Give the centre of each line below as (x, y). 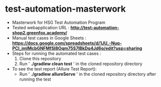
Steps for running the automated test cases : (56, 53)
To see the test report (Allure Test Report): (54, 69)
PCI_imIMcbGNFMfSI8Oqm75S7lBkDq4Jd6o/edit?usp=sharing (77, 48)
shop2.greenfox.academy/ (40, 33)
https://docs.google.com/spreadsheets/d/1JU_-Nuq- (67, 43)
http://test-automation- (95, 27)
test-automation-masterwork (65, 9)
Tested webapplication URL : (41, 27)
